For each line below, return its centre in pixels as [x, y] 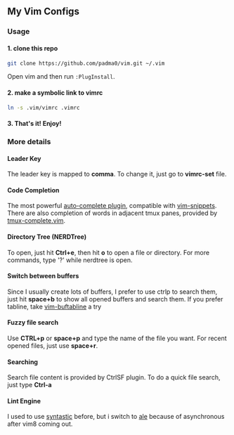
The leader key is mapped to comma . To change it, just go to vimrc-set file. [117, 174]
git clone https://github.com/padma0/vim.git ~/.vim [86, 63]
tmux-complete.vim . [36, 221]
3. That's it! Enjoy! [34, 124]
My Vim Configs [43, 12]
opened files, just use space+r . [53, 346]
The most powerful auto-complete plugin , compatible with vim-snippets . [112, 206]
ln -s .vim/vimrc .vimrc [44, 108]
